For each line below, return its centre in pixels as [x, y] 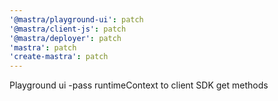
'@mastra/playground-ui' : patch [76, 19]
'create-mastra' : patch [59, 57]
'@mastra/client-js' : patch [68, 29]
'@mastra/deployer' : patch [65, 38]
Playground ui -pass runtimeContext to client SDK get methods [139, 85]
